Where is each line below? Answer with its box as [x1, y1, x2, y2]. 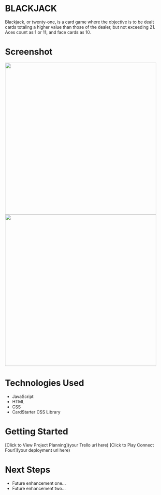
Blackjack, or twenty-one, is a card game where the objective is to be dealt [5, 19, 154, 25]
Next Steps [5, 464, 51, 475]
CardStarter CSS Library [12, 409, 60, 415]
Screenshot [5, 47, 53, 57]
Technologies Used [5, 378, 85, 389]
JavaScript [12, 394, 34, 399]
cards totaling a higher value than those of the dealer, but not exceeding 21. [5, 24, 156, 30]
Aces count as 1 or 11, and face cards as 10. [5, 29, 91, 35]
